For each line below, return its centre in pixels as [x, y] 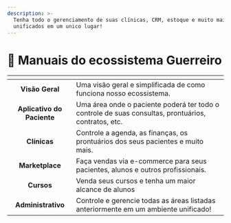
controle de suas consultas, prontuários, [141, 113]
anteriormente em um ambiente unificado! [144, 209]
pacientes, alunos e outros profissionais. [141, 170]
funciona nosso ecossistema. [123, 93]
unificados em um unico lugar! [58, 26]
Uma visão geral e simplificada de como [141, 85]
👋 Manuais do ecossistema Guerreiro [114, 60]
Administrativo [40, 205]
